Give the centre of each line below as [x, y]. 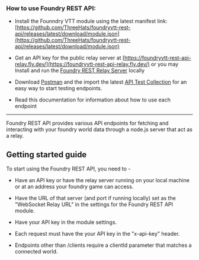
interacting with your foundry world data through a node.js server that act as [99, 129]
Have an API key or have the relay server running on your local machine [102, 180]
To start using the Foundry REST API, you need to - [68, 169]
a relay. [15, 136]
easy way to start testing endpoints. [58, 88]
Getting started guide [46, 155]
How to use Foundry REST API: [51, 8]
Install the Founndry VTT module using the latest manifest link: [91, 21]
